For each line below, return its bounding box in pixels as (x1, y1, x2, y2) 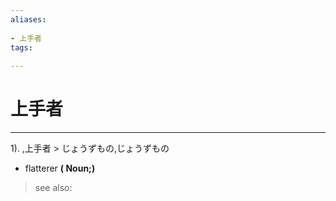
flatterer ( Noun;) (24, 162, 96, 175)
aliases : (10, 14, 47, 25)
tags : (10, 42, 33, 53)
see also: (34, 182, 73, 194)
